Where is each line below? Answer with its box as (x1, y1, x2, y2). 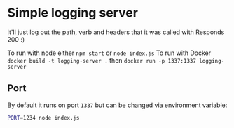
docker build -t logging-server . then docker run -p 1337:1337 (7, 56, 196, 64)
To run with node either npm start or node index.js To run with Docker (7, 49, 212, 57)
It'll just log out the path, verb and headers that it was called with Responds (7, 28, 225, 36)
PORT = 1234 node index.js (7, 114, 80, 121)
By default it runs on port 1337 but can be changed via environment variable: (7, 101, 228, 109)
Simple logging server (7, 5, 139, 21)
